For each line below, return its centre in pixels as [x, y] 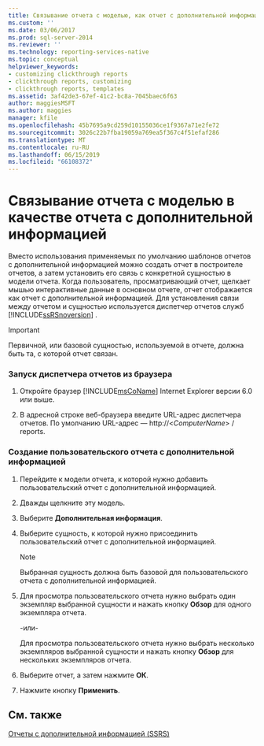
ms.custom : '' [31, 23]
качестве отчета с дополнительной [131, 218]
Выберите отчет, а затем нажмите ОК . [84, 675]
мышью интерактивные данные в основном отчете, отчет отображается [130, 290]
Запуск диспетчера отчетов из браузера [90, 373]
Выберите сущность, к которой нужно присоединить [108, 533]
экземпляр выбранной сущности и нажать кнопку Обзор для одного [135, 604]
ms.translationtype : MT [47, 140]
